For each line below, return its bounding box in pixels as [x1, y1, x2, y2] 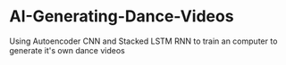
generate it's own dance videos [9, 45, 125, 55]
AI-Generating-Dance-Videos [9, 6, 234, 27]
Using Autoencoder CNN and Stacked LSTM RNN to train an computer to [9, 36, 278, 46]
